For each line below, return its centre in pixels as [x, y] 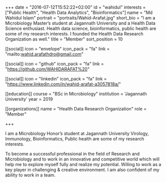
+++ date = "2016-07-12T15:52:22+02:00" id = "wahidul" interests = [76, 7]
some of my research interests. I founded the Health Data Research [74, 34]
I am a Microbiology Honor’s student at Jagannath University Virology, [77, 133]
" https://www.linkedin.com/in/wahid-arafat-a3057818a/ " [63, 84]
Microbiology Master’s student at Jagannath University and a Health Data [80, 23]
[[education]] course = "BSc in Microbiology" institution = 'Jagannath [76, 94]
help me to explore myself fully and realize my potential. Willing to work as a [83, 164]
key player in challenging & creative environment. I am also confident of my [82, 170]
